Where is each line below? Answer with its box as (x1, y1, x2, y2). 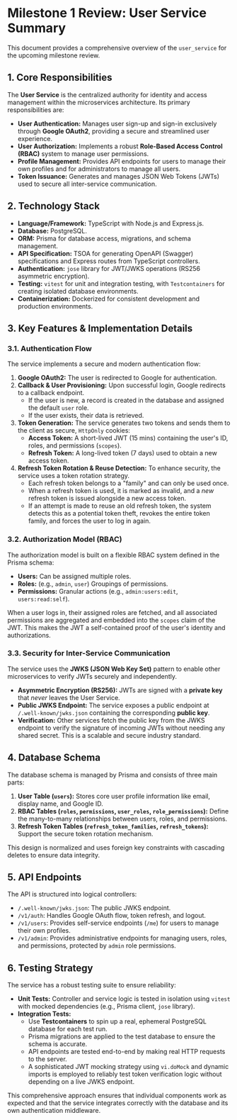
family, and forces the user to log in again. (28, 516, 151, 526)
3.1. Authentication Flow (7, 343, 92, 353)
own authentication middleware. (7, 1107, 101, 1115)
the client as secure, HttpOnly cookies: (17, 426, 131, 435)
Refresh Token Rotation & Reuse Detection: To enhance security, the (17, 464, 221, 472)
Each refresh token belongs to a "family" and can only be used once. (28, 479, 229, 487)
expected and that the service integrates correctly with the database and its (7, 1099, 229, 1107)
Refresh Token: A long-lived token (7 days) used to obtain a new (28, 449, 217, 458)
